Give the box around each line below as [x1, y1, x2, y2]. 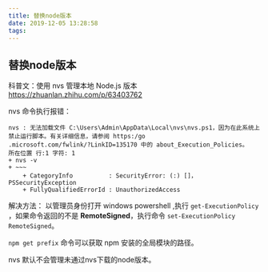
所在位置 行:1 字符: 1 [8, 150, 76, 158]
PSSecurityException [8, 179, 78, 187]
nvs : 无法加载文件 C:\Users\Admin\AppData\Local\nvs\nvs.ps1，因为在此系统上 [8, 124, 260, 132]
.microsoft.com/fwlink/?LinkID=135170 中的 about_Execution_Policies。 [8, 141, 249, 149]
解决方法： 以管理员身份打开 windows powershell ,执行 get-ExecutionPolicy [8, 201, 259, 210]
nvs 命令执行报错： [8, 106, 72, 116]
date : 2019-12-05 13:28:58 [8, 19, 98, 27]
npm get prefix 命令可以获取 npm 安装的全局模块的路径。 [8, 238, 198, 248]
